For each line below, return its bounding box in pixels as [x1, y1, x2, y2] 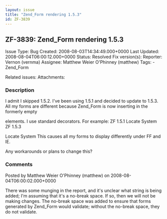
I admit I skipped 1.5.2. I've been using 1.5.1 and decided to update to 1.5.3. [5, 98, 158, 104]
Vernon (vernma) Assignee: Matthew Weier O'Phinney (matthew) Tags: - [5, 59, 155, 65]
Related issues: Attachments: [5, 74, 65, 80]
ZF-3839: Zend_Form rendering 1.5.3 [5, 35, 124, 44]
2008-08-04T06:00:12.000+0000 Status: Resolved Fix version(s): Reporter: [5, 54, 162, 60]
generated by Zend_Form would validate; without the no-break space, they [5, 203, 160, 209]
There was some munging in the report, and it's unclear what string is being [5, 187, 162, 193]
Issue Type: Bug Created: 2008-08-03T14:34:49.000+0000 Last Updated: [5, 49, 159, 55]
